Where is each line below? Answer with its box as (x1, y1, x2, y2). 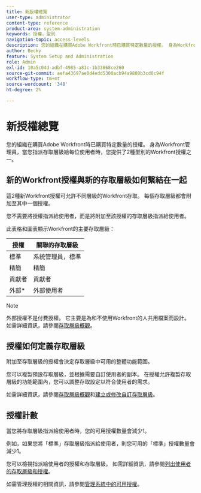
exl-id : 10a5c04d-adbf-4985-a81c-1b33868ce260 (6, 64, 124, 71)
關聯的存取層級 (36, 241, 79, 249)
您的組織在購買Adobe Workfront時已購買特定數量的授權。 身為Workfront (6, 140, 185, 148)
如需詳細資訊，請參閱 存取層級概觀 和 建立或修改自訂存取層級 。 (6, 391, 159, 398)
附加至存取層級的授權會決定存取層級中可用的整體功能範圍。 (6, 358, 153, 365)
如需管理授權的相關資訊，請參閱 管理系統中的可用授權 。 (6, 480, 142, 488)
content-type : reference (6, 20, 68, 26)
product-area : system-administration (6, 25, 100, 32)
